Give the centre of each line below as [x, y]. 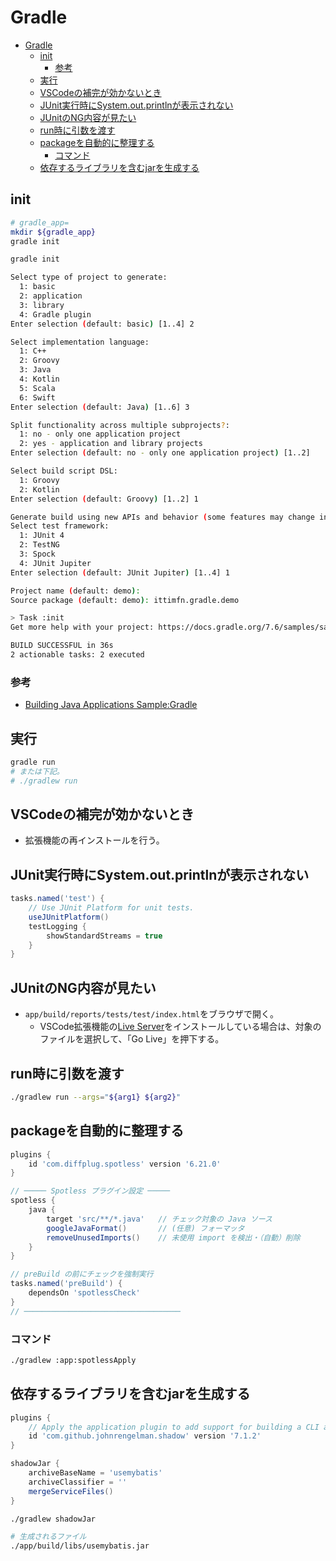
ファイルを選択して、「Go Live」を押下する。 [132, 1039]
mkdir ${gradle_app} [53, 232]
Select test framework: [60, 526]
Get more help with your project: [82, 627]
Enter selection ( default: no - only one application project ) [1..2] [160, 453]
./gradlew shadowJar [53, 1519]
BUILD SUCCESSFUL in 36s [62, 646]
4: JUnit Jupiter [55, 563]
